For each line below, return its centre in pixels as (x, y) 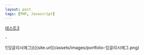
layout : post (18, 9)
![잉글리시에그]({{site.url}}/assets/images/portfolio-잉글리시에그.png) (72, 47)
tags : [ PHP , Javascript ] (30, 14)
